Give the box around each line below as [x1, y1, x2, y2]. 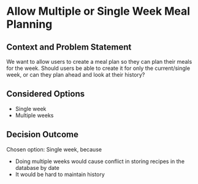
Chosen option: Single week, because [6, 145, 102, 153]
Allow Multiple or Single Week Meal [6, 4, 191, 18]
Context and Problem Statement [6, 42, 132, 52]
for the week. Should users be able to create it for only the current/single [6, 64, 191, 72]
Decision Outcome [6, 129, 78, 140]
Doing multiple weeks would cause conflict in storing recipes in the [15, 158, 185, 165]
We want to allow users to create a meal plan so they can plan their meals [6, 58, 192, 65]
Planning [6, 17, 53, 31]
